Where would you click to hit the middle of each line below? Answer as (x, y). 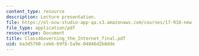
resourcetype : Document (36, 33)
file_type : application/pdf (41, 28)
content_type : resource (36, 11)
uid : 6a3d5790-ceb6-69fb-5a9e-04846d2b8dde (61, 44)
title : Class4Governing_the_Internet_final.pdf (66, 38)
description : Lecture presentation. (51, 17)
